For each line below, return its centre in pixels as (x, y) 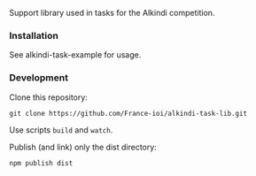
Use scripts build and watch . (61, 130)
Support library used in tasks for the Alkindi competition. (112, 13)
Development (39, 78)
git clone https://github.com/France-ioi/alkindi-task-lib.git (128, 113)
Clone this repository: (49, 97)
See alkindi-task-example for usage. (75, 55)
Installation (34, 35)
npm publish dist (41, 163)
